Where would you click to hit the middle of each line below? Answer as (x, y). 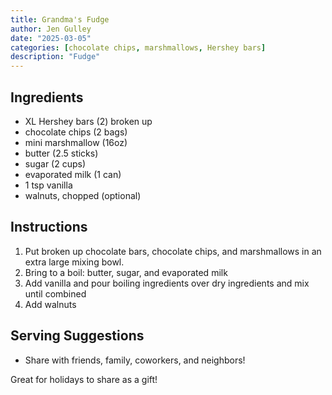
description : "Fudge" (55, 57)
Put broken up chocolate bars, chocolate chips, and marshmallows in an (173, 251)
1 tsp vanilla (48, 185)
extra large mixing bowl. (74, 262)
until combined (55, 293)
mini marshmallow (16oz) (76, 142)
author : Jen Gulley (51, 29)
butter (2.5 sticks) (61, 153)
